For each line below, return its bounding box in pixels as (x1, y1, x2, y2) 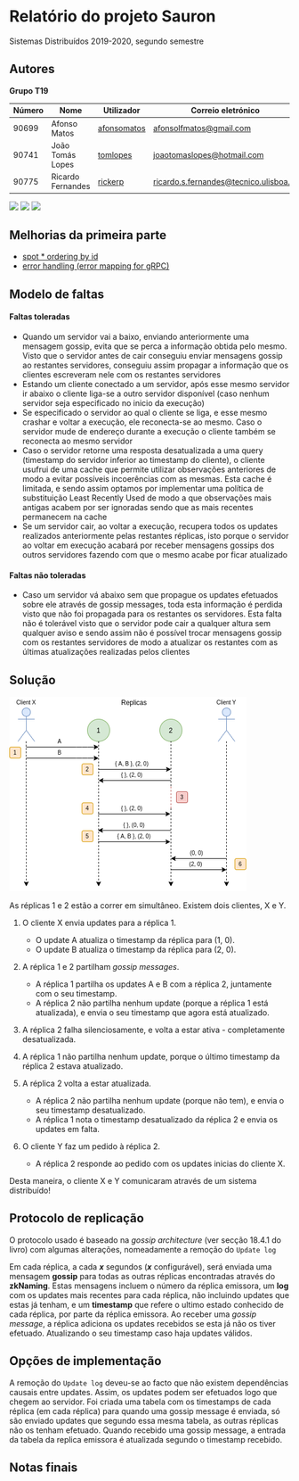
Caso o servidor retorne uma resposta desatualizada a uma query (21, 444, 264, 456)
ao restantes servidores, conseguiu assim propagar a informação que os (21, 360, 289, 370)
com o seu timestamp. (35, 988, 117, 998)
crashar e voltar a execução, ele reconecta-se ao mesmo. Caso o (21, 417, 263, 427)
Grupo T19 (9, 85, 49, 95)
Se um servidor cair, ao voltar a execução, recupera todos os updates (21, 520, 279, 532)
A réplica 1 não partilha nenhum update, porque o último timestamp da (21, 1051, 280, 1062)
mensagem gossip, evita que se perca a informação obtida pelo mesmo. (21, 341, 287, 352)
